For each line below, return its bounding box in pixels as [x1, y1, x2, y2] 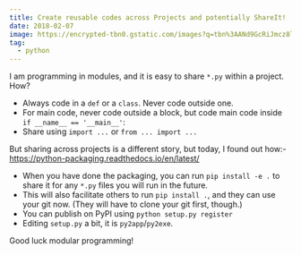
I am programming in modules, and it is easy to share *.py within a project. [9, 71, 285, 81]
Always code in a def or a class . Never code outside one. [21, 98, 235, 108]
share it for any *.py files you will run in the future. [21, 180, 209, 191]
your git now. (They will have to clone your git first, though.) [21, 199, 244, 210]
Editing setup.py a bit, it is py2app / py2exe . [21, 218, 174, 229]
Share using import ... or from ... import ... [21, 126, 198, 137]
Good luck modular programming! [9, 235, 134, 246]
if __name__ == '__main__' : [21, 117, 125, 128]
